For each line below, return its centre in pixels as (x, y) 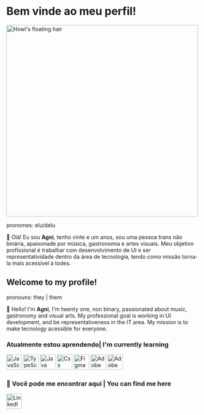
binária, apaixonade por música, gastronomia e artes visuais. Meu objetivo (100, 243)
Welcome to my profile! (52, 282)
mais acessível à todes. (42, 263)
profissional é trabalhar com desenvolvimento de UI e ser (79, 250)
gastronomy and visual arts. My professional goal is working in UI (89, 315)
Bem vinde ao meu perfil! (71, 11)
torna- (190, 256)
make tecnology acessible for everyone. (57, 329)
